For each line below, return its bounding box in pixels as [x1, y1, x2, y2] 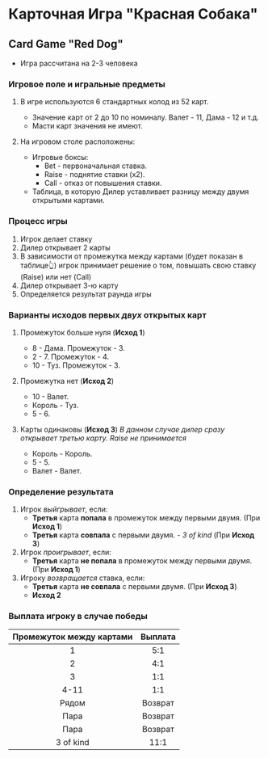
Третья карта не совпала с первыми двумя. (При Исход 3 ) [31, 582, 237, 592]
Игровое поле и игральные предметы [8, 78, 165, 90]
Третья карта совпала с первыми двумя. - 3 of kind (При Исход [31, 530, 255, 540]
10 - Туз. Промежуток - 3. [31, 360, 121, 370]
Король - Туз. [31, 400, 79, 410]
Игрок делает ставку [19, 234, 93, 243]
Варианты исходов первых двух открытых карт [8, 309, 207, 320]
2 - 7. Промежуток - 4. [31, 352, 110, 361]
